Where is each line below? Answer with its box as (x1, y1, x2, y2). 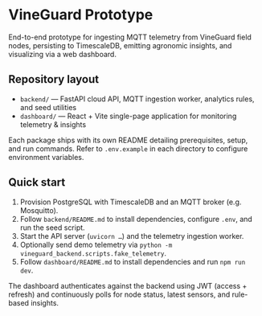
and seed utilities (19, 102, 77, 112)
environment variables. (8, 152, 84, 162)
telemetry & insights (19, 119, 87, 129)
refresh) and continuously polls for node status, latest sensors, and (8, 289, 231, 299)
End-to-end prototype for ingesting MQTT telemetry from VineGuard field (8, 32, 252, 42)
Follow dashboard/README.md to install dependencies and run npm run (19, 256, 246, 266)
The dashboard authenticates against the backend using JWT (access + (8, 281, 248, 290)
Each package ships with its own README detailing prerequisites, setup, (8, 135, 248, 145)
